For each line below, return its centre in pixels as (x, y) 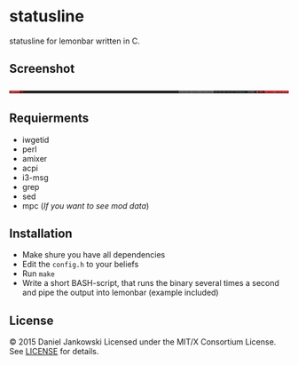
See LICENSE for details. (54, 352)
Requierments (49, 119)
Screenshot (42, 69)
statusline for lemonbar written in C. (74, 41)
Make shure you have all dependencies (94, 255)
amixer (35, 158)
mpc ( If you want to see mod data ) (86, 205)
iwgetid (35, 139)
